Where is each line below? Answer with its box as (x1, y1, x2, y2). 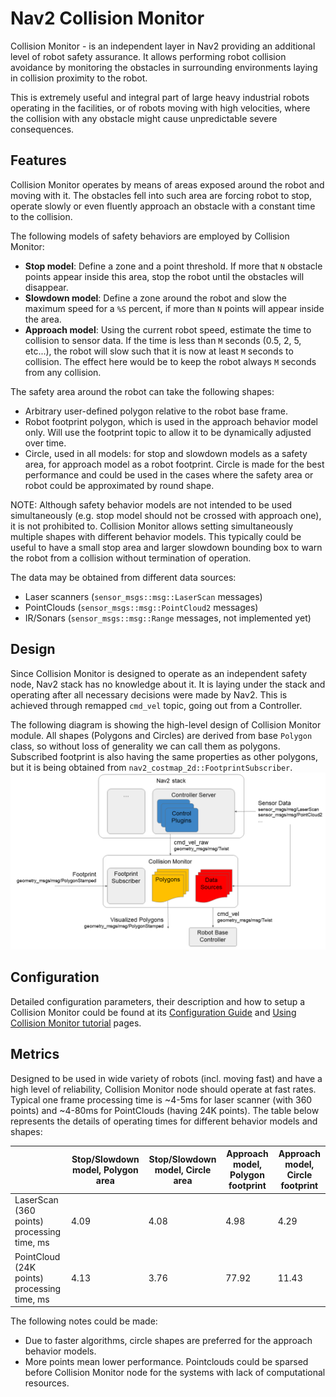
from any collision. (24, 366, 102, 378)
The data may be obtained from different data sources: (10, 571, 237, 583)
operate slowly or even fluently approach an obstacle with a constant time (10, 200, 316, 212)
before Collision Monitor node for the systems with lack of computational (24, 1367, 326, 1379)
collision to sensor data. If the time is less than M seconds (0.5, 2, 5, (24, 334, 302, 346)
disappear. (24, 281, 69, 293)
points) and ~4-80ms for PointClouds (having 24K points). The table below (10, 1104, 320, 1116)
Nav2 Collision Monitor (10, 7, 205, 30)
